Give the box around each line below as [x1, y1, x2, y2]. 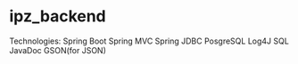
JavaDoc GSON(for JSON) [9, 44, 107, 55]
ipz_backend [9, 6, 107, 27]
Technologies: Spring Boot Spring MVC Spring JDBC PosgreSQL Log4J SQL [9, 36, 290, 46]
